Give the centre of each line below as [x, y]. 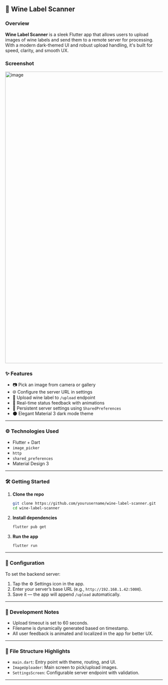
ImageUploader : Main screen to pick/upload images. [65, 667]
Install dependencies [35, 518]
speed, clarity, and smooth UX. [37, 50]
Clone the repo [28, 494]
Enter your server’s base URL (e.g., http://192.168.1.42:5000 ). [77, 589]
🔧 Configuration [25, 563]
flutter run [25, 546]
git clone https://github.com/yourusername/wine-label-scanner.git [84, 503]
